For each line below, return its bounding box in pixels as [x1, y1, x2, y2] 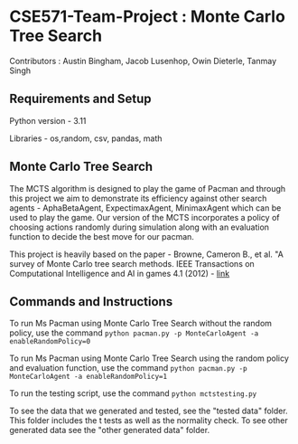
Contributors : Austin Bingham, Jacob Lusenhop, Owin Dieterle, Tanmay [9, 55, 277, 66]
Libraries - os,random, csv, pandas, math [9, 133, 163, 144]
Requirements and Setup [9, 91, 152, 107]
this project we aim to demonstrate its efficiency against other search [9, 193, 267, 203]
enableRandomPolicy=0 [9, 337, 91, 346]
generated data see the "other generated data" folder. [9, 425, 210, 436]
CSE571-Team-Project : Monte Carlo [9, 6, 286, 27]
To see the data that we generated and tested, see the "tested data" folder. [9, 405, 288, 417]
